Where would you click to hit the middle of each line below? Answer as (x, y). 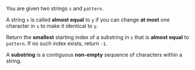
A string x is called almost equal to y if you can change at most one (88, 20)
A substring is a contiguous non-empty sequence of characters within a (94, 55)
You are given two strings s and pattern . (55, 8)
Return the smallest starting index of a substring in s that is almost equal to (97, 37)
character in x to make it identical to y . (52, 26)
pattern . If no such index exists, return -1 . (57, 43)
